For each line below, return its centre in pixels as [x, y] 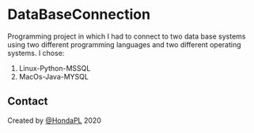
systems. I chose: [36, 53]
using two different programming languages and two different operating [125, 44]
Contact [28, 101]
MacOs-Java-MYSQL [53, 76]
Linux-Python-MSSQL [55, 68]
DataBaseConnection [79, 15]
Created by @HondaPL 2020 [55, 120]
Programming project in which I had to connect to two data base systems [127, 36]
